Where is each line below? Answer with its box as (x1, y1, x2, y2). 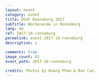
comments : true (5, 49, 38, 55)
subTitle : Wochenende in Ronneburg (5, 21, 81, 27)
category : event (5, 12, 40, 17)
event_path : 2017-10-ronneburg (5, 59, 72, 64)
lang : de (5, 26, 24, 31)
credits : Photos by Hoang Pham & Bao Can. (5, 68, 96, 73)
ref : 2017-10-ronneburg (5, 31, 56, 36)
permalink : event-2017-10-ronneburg (5, 36, 83, 41)
